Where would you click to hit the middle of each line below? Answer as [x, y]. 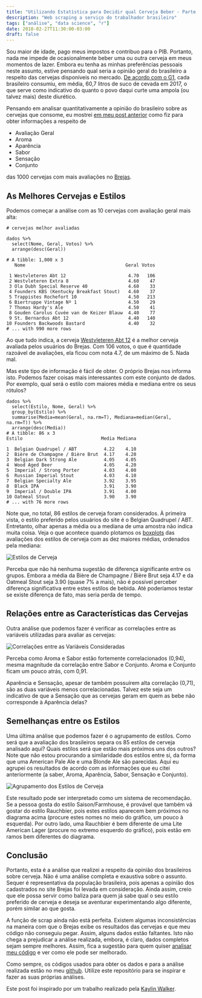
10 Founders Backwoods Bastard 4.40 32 [81, 323]
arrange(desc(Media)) [39, 428]
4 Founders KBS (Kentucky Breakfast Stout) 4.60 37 [82, 291]
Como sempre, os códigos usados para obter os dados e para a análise [95, 964]
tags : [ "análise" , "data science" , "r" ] [58, 23]
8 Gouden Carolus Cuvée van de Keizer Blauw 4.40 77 [82, 312]
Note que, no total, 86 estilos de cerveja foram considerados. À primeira [96, 513]
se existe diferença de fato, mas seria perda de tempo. [74, 595]
